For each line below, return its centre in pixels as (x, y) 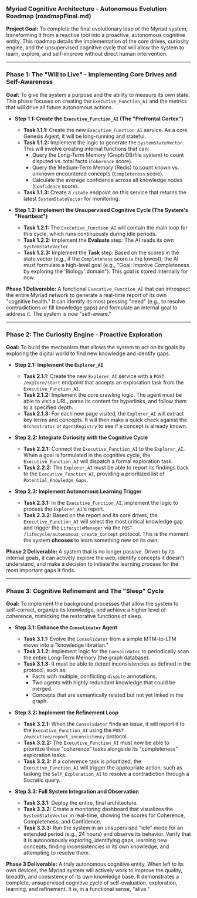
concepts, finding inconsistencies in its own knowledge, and (96, 846)
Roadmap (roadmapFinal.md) (49, 16)
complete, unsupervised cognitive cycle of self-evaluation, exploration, (92, 883)
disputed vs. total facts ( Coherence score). (82, 161)
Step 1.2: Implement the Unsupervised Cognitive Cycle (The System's (101, 210)
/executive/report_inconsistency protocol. (76, 737)
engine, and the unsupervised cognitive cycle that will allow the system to (95, 48)
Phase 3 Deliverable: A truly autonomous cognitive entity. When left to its (95, 864)
